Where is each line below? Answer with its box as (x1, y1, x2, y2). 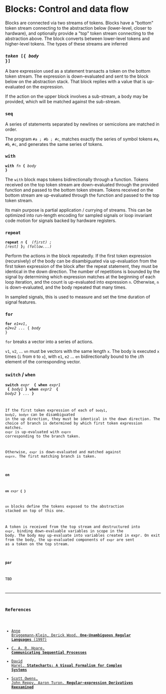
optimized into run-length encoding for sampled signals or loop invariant (5, 212, 152, 218)
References (5, 607, 31, 612)
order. (5, 126, 17, 132)
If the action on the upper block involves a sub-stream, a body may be (5, 93, 148, 99)
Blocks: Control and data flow (5, 3, 129, 15)
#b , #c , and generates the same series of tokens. (5, 141, 104, 147)
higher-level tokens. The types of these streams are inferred (5, 41, 128, 46)
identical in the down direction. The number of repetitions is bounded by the (5, 268, 160, 275)
